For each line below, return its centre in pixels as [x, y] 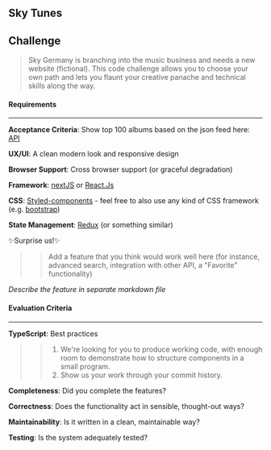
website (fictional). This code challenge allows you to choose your [138, 69]
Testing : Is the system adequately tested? [78, 437]
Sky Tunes [35, 13]
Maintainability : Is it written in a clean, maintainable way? [104, 422]
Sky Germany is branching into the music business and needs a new [142, 60]
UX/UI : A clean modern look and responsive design [94, 154]
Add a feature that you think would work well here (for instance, [154, 256]
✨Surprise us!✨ [34, 240]
